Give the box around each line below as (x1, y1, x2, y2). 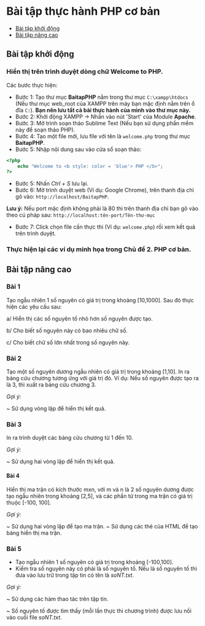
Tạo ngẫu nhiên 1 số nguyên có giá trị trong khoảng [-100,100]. (15, 558, 174, 566)
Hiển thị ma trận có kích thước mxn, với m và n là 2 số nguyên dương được (6, 485, 195, 493)
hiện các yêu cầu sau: (6, 303, 62, 310)
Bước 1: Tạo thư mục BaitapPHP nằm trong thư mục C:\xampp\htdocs (15, 93, 188, 101)
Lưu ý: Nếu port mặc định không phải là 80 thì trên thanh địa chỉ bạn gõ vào (6, 205, 198, 213)
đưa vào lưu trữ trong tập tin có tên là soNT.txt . (15, 571, 134, 579)
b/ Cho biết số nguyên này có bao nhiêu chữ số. (6, 327, 128, 334)
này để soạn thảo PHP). (15, 126, 75, 133)
